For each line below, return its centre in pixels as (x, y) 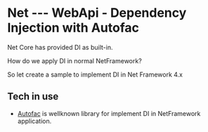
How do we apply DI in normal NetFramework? (74, 60)
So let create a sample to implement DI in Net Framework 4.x (95, 74)
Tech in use (33, 97)
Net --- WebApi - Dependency (97, 13)
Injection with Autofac (73, 28)
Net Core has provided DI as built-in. (60, 47)
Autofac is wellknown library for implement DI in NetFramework (109, 113)
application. (34, 121)
